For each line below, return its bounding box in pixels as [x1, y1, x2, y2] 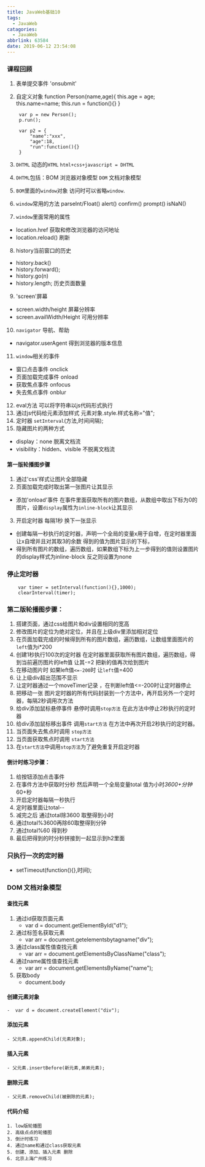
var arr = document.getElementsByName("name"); [25, 964, 153, 972]
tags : [7, 15, 21, 21]
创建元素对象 [7, 993, 39, 1000]
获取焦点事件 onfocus [15, 381, 71, 388]
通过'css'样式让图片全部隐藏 [15, 476, 88, 483]
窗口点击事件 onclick [15, 366, 68, 373]
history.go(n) [15, 272, 48, 280]
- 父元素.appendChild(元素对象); [7, 1036, 86, 1042]
